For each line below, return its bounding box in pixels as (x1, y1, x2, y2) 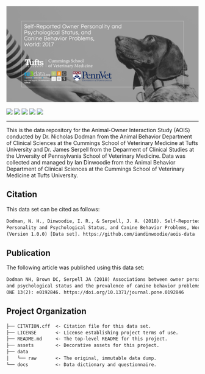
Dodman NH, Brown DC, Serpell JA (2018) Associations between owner (6, 277, 184, 283)
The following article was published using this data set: (6, 264, 145, 271)
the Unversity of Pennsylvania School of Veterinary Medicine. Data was (6, 152, 186, 160)
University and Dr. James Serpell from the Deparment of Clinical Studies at (6, 146, 194, 153)
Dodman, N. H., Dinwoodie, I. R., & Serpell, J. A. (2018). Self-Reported (6, 218, 201, 224)
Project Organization (6, 306, 87, 317)
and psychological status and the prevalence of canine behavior (6, 283, 176, 289)
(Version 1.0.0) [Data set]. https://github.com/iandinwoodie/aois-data (6, 231, 195, 237)
